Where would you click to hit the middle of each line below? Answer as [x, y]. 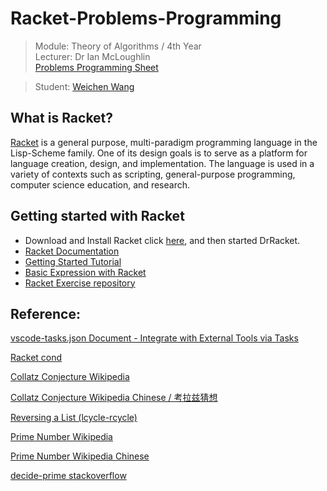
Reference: [45, 313]
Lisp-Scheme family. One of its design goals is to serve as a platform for [159, 153]
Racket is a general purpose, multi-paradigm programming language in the [164, 142]
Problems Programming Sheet [96, 67]
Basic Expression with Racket [85, 272]
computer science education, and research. [100, 184]
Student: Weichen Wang [84, 86]
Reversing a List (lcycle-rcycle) [74, 418]
